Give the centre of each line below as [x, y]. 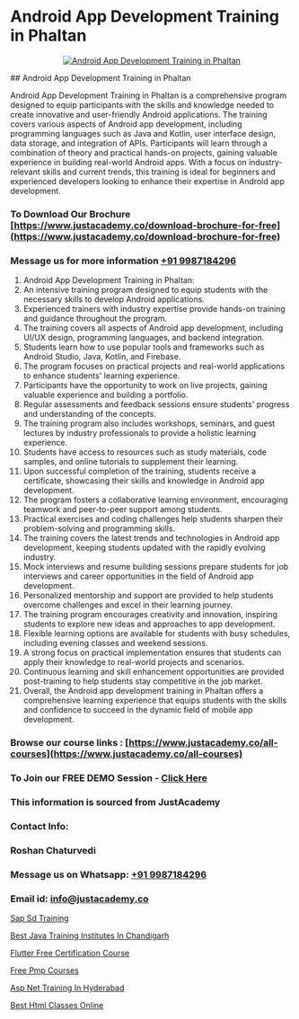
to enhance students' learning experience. [101, 376]
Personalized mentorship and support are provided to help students [148, 596]
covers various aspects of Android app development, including [126, 124]
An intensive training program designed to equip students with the [145, 290]
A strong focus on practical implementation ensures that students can [152, 652]
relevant [25, 172]
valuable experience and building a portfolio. [106, 395]
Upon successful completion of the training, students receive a [140, 471]
